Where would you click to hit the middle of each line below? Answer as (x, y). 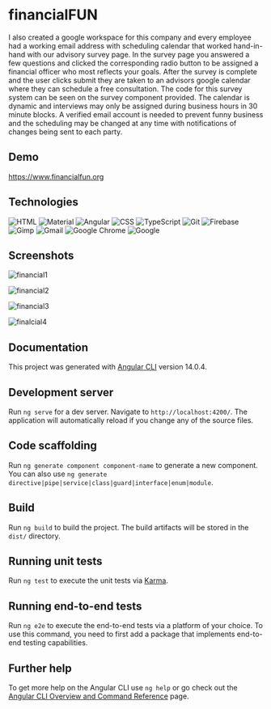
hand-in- (248, 45)
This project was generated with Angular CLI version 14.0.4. (108, 367)
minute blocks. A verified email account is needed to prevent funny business (136, 114)
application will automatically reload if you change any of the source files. (131, 420)
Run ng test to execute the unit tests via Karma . (88, 580)
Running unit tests (55, 561)
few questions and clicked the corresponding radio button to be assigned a (133, 63)
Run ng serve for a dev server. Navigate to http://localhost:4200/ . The (128, 411)
